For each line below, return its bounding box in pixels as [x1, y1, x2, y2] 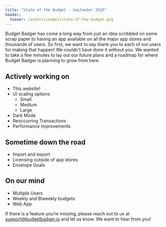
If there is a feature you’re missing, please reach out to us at [5, 210, 130, 216]
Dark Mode [12, 112, 36, 119]
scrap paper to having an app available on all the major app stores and [5, 36, 151, 42]
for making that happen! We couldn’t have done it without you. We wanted [5, 47, 159, 53]
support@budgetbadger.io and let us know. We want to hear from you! [5, 216, 151, 222]
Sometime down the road [5, 138, 86, 147]
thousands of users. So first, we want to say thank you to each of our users [5, 41, 161, 48]
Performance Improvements [12, 123, 71, 129]
